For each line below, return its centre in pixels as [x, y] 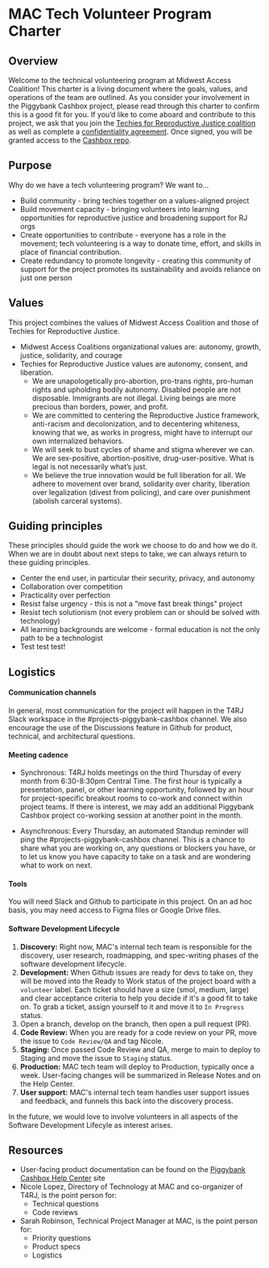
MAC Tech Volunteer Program [110, 14]
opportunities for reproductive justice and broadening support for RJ [134, 218]
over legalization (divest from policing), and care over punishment [141, 492]
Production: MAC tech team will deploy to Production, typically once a [137, 1066]
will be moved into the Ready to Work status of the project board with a [138, 981]
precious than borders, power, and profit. [100, 406]
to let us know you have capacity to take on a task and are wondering [135, 857]
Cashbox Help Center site [63, 1179]
